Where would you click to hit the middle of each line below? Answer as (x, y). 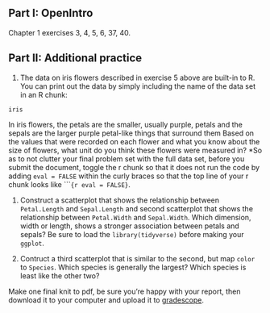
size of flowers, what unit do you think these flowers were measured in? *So (135, 150)
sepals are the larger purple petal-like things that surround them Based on (131, 133)
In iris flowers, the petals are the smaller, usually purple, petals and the (126, 124)
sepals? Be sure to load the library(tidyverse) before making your (132, 234)
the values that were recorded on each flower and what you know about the (134, 141)
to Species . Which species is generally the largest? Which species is (133, 267)
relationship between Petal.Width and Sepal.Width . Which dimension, (135, 217)
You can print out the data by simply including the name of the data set (138, 86)
